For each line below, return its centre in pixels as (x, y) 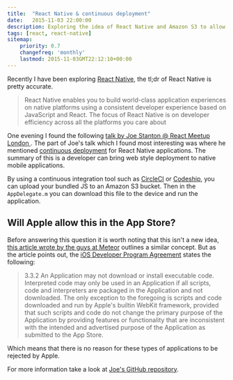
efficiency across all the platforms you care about (95, 122)
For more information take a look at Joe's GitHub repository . (93, 369)
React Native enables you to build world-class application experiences (125, 100)
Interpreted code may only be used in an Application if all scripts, (118, 282)
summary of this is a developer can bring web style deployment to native (112, 158)
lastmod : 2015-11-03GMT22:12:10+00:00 (76, 59)
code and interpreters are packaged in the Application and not (113, 290)
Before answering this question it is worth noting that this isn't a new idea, (113, 240)
